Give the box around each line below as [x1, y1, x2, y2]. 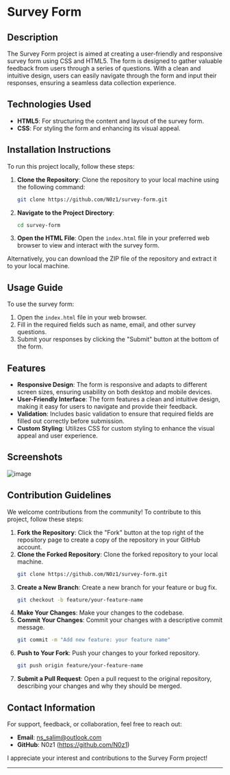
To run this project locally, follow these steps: [7, 162, 135, 170]
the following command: [16, 182, 86, 191]
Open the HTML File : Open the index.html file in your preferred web [16, 234, 210, 242]
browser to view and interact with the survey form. [16, 241, 159, 250]
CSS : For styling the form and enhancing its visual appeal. [16, 124, 181, 132]
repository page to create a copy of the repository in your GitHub [16, 536, 201, 544]
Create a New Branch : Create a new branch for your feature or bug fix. [16, 583, 218, 591]
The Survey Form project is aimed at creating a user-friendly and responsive [7, 49, 222, 58]
